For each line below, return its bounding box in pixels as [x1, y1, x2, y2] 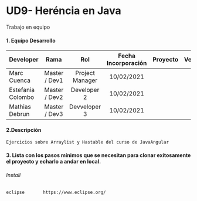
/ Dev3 [45, 110, 63, 118]
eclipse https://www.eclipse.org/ [6, 189, 107, 196]
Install [6, 171, 21, 178]
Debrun [9, 110, 30, 118]
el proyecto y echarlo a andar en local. [6, 158, 101, 165]
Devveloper [69, 103, 101, 111]
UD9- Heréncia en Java [6, 4, 121, 18]
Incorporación [106, 59, 147, 67]
